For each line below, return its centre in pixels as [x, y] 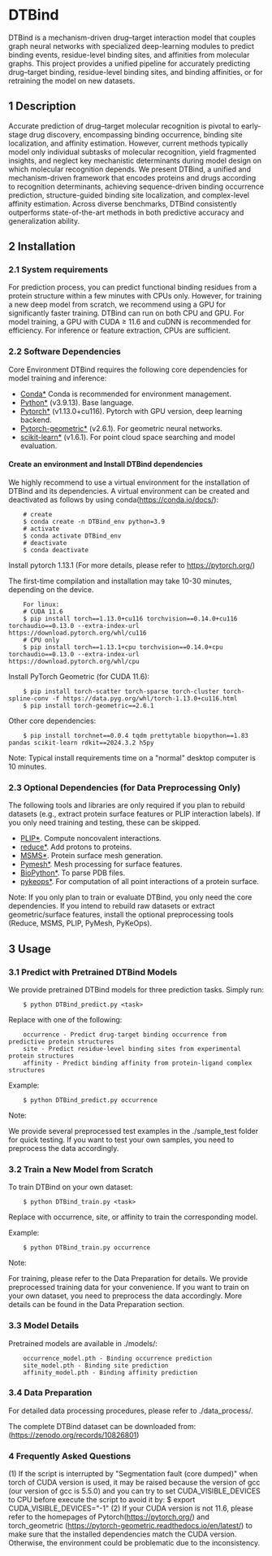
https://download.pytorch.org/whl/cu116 [78, 633]
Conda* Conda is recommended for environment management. [125, 394]
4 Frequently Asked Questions [70, 1456]
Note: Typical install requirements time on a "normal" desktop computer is [132, 757]
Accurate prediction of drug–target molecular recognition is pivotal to [124, 126]
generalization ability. [44, 220]
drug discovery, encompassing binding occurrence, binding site [136, 134]
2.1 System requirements [58, 270]
